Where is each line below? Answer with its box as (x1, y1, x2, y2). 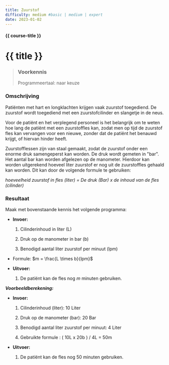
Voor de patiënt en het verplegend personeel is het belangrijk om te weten (5, 119, 160, 125)
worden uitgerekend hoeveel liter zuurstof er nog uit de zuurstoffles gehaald (5, 161, 164, 168)
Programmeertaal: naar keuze (17, 80, 80, 86)
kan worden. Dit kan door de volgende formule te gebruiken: (5, 167, 131, 173)
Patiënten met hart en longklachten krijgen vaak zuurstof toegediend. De (5, 104, 157, 110)
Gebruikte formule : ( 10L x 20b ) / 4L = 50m (20, 335, 112, 341)
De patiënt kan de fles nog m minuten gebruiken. (20, 275, 122, 282)
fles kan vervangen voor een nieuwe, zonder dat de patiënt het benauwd (5, 130, 157, 136)
